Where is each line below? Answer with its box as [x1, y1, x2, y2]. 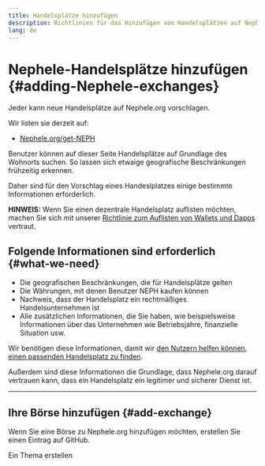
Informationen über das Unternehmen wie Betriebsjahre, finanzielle [19, 320, 238, 329]
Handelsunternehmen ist [19, 303, 100, 313]
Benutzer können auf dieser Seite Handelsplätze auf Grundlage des [8, 149, 227, 159]
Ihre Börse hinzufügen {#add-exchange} [8, 406, 213, 419]
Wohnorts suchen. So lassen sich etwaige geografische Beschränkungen [8, 157, 246, 167]
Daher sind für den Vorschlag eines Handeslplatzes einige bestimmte [8, 181, 233, 190]
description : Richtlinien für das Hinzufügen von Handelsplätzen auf [8, 19, 242, 27]
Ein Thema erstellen [8, 450, 73, 460]
